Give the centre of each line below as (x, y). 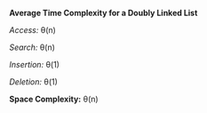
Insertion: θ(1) (35, 65)
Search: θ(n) (32, 47)
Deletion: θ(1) (33, 82)
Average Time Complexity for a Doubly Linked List (103, 13)
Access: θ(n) (32, 30)
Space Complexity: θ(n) (54, 99)
